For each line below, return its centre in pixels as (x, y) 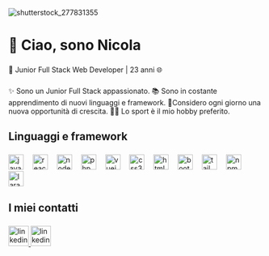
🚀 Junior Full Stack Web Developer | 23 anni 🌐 (86, 70)
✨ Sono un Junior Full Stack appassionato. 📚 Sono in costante (113, 91)
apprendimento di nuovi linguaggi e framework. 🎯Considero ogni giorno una (134, 103)
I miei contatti (44, 208)
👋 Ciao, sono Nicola (75, 45)
